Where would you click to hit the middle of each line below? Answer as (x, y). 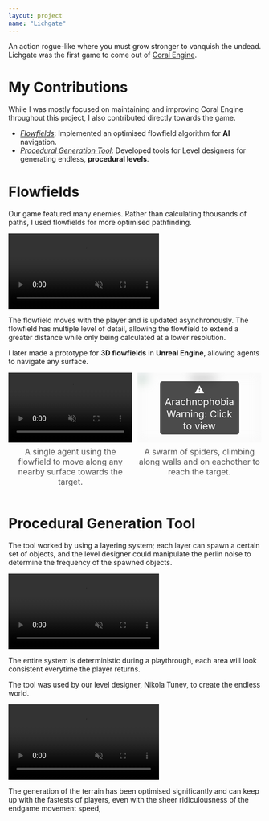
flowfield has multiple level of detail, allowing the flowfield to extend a (124, 329)
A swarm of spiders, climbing (200, 452)
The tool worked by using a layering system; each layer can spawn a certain (134, 546)
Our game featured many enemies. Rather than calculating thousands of (128, 214)
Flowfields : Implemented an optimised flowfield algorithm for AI (125, 133)
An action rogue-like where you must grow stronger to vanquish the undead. (135, 46)
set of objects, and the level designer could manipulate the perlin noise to (130, 554)
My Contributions (68, 87)
